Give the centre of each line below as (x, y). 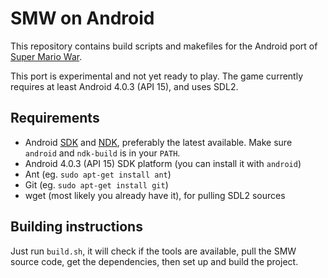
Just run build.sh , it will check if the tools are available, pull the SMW (153, 251)
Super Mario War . (46, 56)
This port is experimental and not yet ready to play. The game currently (157, 76)
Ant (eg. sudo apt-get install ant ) (98, 174)
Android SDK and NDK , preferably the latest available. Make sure (158, 142)
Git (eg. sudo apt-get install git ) (96, 184)
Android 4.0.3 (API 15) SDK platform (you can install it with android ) (163, 163)
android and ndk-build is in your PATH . (102, 153)
